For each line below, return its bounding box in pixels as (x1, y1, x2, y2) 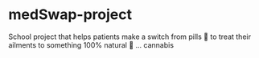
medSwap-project (8, 6, 133, 24)
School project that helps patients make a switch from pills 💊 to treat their (8, 32, 252, 41)
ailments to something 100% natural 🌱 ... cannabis (8, 40, 175, 49)
